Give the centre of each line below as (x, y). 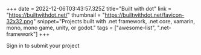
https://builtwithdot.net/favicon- (145, 15)
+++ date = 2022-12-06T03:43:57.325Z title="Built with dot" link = (89, 9)
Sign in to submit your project (43, 45)
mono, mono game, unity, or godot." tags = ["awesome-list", (81, 27)
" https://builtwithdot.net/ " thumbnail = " (56, 15)
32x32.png (20, 21)
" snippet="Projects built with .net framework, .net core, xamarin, (114, 21)
